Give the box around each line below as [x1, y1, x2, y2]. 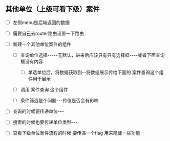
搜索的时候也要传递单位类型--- [12, 119, 78, 125]
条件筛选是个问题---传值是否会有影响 [20, 98, 99, 104]
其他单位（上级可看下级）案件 [5, 5, 100, 14]
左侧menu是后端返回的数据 [12, 19, 70, 26]
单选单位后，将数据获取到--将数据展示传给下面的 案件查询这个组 [28, 69, 164, 76]
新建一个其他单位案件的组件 [12, 41, 72, 47]
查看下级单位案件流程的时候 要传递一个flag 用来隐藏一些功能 [12, 130, 140, 136]
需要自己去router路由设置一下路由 [12, 30, 84, 36]
